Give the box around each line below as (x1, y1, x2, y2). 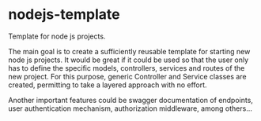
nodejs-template (8, 5, 120, 24)
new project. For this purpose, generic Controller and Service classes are (8, 71, 247, 81)
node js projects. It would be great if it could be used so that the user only (8, 55, 249, 64)
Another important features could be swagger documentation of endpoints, (8, 95, 253, 104)
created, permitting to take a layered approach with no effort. (8, 80, 207, 90)
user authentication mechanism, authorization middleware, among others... (8, 104, 253, 113)
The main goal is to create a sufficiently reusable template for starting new (8, 46, 251, 56)
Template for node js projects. (8, 31, 106, 41)
